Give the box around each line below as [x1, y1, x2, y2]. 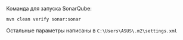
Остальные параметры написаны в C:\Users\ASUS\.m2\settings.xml [6, 26, 178, 34]
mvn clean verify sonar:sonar [6, 16, 82, 22]
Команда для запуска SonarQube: [6, 5, 92, 12]
